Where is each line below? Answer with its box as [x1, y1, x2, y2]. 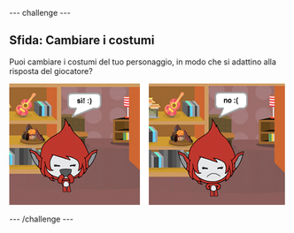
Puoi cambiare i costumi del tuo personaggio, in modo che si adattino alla [9, 56, 277, 67]
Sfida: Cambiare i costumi [9, 33, 155, 48]
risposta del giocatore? [9, 65, 93, 76]
